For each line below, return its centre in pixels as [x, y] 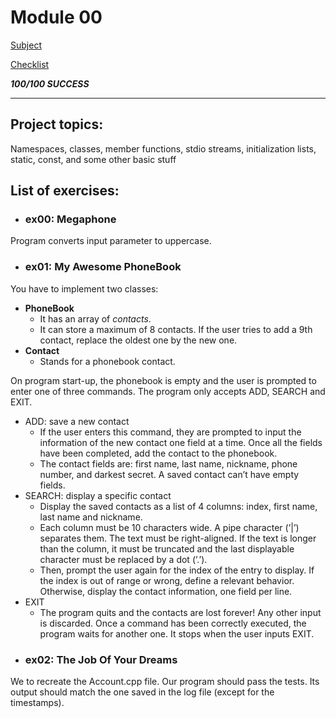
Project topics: [57, 124]
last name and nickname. [91, 517]
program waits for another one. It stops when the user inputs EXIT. [177, 633]
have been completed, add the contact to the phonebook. [158, 453]
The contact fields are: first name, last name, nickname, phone [168, 463]
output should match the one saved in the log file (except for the [142, 692]
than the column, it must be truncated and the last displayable [167, 548]
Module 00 [56, 17]
